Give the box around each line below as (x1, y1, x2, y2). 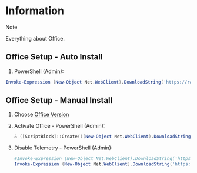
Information (5, 4, 64, 18)
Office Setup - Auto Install (5, 52, 103, 62)
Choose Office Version (14, 111, 69, 118)
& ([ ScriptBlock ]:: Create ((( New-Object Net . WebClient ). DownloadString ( (14, 134, 193, 139)
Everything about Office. (5, 35, 65, 42)
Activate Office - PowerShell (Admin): (14, 122, 105, 129)
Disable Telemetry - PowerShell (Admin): (14, 144, 113, 151)
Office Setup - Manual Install (5, 95, 113, 105)
